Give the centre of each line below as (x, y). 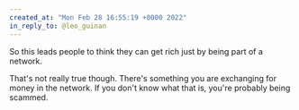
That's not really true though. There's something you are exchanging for (143, 78)
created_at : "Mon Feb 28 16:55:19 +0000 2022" (98, 17)
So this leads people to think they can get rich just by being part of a (136, 51)
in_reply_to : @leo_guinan (58, 26)
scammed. (29, 97)
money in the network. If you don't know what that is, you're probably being (150, 88)
